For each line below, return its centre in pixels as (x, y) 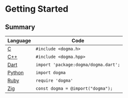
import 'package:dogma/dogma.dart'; (78, 65)
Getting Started (37, 9)
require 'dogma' (55, 81)
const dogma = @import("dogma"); (74, 88)
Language (19, 41)
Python (16, 73)
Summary (20, 27)
